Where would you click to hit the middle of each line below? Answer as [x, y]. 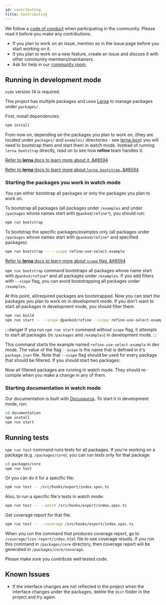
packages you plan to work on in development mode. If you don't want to [80, 301]
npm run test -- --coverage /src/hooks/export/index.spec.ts [69, 524]
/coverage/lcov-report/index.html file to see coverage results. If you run [80, 539]
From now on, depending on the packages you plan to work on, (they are [79, 135]
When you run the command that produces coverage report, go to [72, 534]
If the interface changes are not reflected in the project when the [78, 586]
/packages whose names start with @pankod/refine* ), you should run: [75, 213]
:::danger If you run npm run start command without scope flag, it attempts [81, 329]
